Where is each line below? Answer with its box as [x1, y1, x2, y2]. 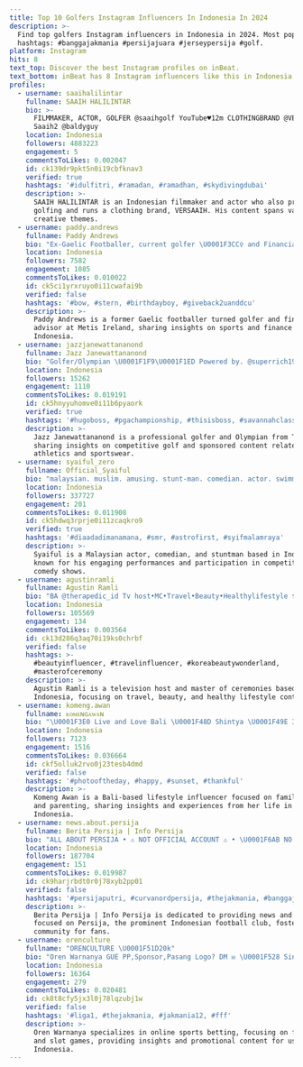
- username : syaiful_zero [17, 457, 115, 467]
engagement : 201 [25, 500, 87, 509]
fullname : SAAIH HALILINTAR [25, 97, 131, 106]
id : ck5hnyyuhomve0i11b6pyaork [25, 399, 143, 409]
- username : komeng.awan [17, 701, 111, 710]
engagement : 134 [25, 617, 87, 626]
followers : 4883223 [25, 139, 99, 148]
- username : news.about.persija [17, 818, 140, 827]
